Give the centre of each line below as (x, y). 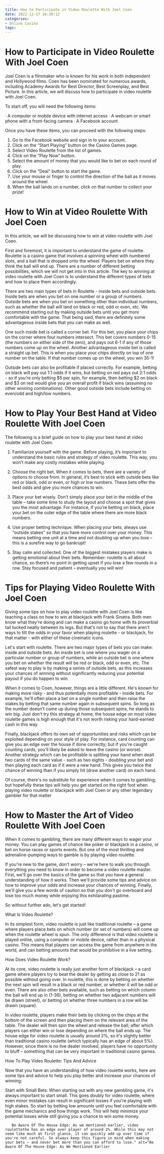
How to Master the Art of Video (69, 815)
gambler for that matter (29, 795)
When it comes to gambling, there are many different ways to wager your (79, 839)
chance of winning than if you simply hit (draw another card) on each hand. (81, 770)
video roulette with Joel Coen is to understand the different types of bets (78, 276)
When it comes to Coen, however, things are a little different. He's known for (82, 688)
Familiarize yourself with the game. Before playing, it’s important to (79, 452)
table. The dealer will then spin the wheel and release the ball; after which (79, 1025)
